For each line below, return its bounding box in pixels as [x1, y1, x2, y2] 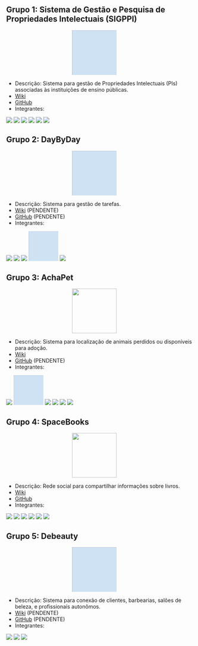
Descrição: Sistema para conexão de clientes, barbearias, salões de [14, 597, 181, 604]
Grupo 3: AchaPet [6, 273, 74, 283]
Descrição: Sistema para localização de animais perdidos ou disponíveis [14, 338, 192, 345]
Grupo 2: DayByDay [6, 135, 81, 145]
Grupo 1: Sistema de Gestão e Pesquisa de [6, 5, 165, 15]
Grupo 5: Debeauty [6, 531, 78, 541]
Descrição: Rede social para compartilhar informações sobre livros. [14, 482, 180, 490]
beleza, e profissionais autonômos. [14, 603, 101, 610]
